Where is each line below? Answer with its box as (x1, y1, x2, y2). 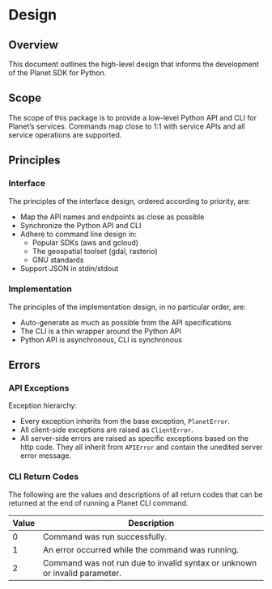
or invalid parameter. (43, 567, 121, 578)
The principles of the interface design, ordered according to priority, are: (8, 196, 251, 206)
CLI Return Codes (8, 471, 79, 482)
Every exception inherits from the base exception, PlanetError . (19, 417, 231, 426)
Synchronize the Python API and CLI (19, 220, 142, 230)
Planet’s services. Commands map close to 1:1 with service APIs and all (8, 121, 245, 131)
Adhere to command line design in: (19, 229, 138, 239)
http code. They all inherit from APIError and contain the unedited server (19, 443, 263, 452)
